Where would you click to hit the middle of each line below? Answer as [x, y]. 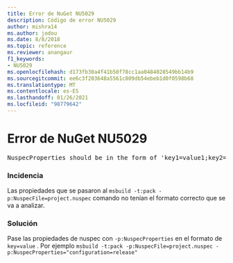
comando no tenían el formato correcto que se [159, 198]
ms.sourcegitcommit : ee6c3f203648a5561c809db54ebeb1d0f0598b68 [101, 78]
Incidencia [25, 175]
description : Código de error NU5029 [62, 20]
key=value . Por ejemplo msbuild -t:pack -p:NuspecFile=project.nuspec [110, 246]
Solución [23, 223]
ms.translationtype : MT [42, 85]
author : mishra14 [32, 26]
